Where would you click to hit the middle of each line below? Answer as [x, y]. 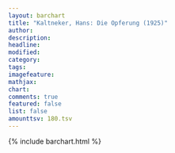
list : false [28, 112]
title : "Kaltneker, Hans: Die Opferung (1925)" [88, 23]
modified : [25, 52]
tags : [17, 67]
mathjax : [23, 82]
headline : [25, 45]
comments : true [33, 97]
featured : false [35, 104]
